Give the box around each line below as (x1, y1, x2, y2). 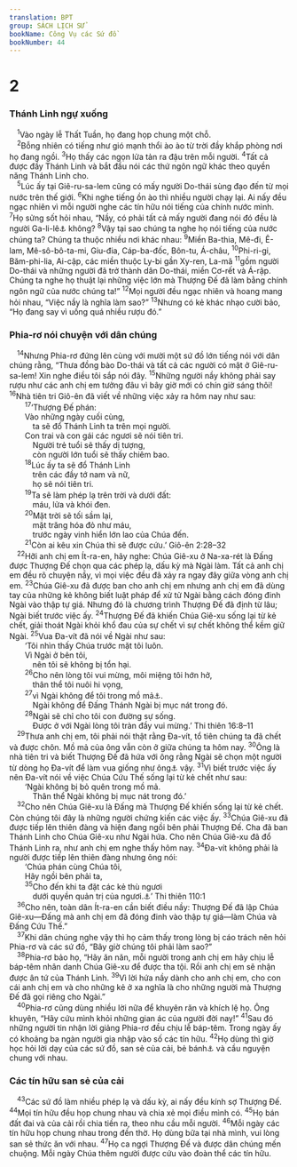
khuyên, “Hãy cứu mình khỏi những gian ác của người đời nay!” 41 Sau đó (9, 1011, 273, 1024)
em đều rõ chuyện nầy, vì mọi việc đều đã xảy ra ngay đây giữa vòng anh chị (9, 570, 289, 580)
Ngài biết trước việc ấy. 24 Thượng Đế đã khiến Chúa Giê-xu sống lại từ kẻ (9, 609, 277, 621)
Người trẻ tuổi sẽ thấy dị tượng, (32, 439, 146, 450)
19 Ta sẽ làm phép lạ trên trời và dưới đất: (25, 488, 171, 500)
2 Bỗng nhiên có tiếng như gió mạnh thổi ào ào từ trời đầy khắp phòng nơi (17, 139, 283, 151)
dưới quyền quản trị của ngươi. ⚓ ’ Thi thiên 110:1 (32, 891, 206, 902)
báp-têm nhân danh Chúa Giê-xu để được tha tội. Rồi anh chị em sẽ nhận (9, 962, 277, 972)
